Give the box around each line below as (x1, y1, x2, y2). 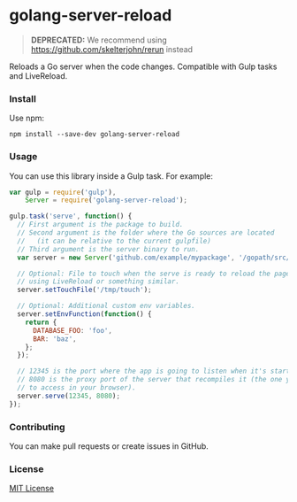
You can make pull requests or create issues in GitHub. (9, 440, 209, 452)
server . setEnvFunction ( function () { (17, 310, 152, 319)
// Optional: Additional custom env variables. (17, 302, 196, 311)
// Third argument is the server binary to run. (17, 244, 200, 253)
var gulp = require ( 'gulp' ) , (9, 188, 117, 197)
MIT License (9, 483, 55, 494)
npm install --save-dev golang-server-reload (9, 130, 179, 139)
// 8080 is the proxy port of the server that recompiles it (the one (17, 375, 283, 384)
